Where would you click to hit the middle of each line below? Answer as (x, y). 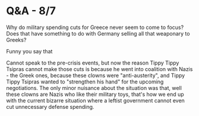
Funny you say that (29, 51)
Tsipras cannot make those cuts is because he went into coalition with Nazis (99, 69)
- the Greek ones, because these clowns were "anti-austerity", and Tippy (96, 75)
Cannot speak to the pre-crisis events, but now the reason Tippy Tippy (93, 63)
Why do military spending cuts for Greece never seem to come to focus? (95, 27)
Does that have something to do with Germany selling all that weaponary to (98, 33)
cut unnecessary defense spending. (50, 107)
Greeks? (16, 40)
